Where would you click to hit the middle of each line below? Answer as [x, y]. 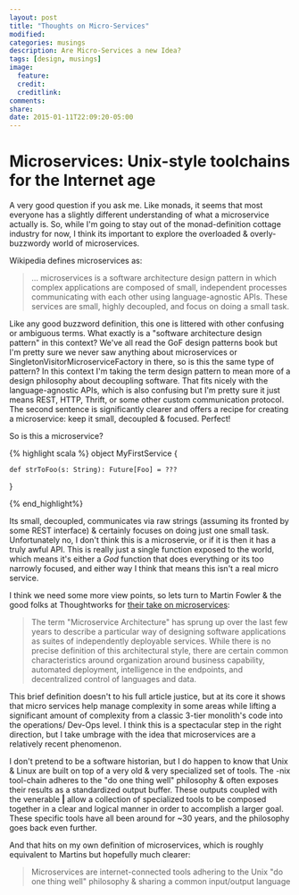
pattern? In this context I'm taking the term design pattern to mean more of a [150, 371]
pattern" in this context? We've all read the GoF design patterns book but [144, 343]
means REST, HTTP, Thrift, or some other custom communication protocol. [147, 400]
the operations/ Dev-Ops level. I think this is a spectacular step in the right [145, 725]
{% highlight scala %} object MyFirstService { [94, 453]
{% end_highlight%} [46, 504]
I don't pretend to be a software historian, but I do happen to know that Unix [149, 762]
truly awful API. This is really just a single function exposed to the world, [142, 550]
